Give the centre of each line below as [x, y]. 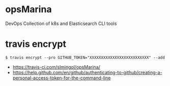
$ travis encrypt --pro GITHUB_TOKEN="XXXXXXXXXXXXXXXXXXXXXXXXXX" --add [85, 58]
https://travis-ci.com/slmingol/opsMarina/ [56, 67]
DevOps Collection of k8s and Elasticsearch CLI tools [61, 23]
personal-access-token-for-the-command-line [62, 78]
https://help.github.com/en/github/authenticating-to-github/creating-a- [87, 72]
